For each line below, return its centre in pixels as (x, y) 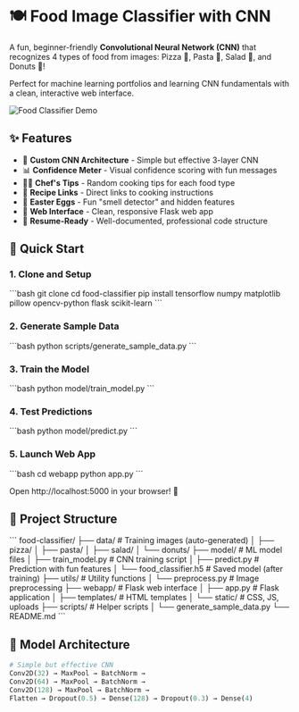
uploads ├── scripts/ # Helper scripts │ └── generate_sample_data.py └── (149, 607)
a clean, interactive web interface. (72, 93)
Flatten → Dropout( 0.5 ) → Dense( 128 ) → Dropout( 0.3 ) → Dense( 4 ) (131, 698)
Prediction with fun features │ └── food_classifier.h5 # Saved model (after (146, 569)
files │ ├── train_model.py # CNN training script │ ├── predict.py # (134, 559)
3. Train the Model (50, 369)
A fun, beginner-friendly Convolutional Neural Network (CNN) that (133, 47)
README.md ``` (37, 616)
